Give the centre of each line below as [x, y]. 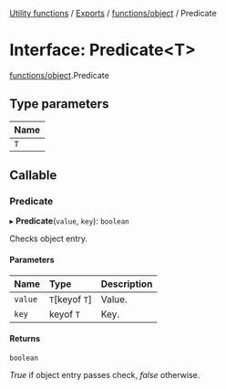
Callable [33, 176]
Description [127, 284]
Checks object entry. [49, 239]
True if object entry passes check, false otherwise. [105, 374]
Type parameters [59, 104]
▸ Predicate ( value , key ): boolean [69, 221]
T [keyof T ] [71, 299]
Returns [25, 339]
